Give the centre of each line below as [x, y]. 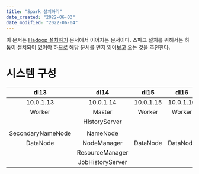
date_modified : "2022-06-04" [42, 22]
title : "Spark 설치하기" [34, 12]
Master [102, 112]
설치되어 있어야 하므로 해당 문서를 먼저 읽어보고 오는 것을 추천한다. [94, 47]
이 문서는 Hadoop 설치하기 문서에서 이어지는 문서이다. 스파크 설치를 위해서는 [95, 40]
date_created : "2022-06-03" [41, 17]
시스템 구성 [31, 73]
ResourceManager [102, 153]
